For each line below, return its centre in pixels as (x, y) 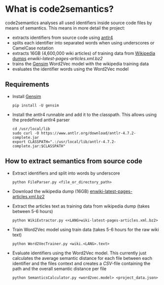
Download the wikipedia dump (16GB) (50, 191)
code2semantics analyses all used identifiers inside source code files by (79, 23)
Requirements (27, 85)
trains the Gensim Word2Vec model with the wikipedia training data (81, 64)
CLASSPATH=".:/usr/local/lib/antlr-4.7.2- (72, 142)
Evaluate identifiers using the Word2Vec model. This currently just (79, 253)
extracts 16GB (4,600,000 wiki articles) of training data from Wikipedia (84, 53)
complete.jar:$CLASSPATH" (39, 146)
